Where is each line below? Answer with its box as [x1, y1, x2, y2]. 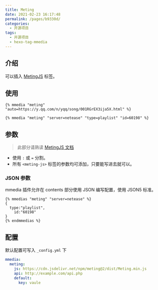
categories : [5, 21, 30, 26]
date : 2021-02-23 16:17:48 [5, 12, 61, 17]
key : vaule [18, 280, 41, 285]
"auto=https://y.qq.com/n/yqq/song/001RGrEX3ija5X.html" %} [5, 107, 132, 112]
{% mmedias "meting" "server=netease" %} [5, 197, 92, 202]
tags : [5, 30, 16, 35]
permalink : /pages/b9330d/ [5, 16, 61, 21]
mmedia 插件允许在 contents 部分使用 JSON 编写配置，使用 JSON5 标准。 [5, 187, 157, 193]
